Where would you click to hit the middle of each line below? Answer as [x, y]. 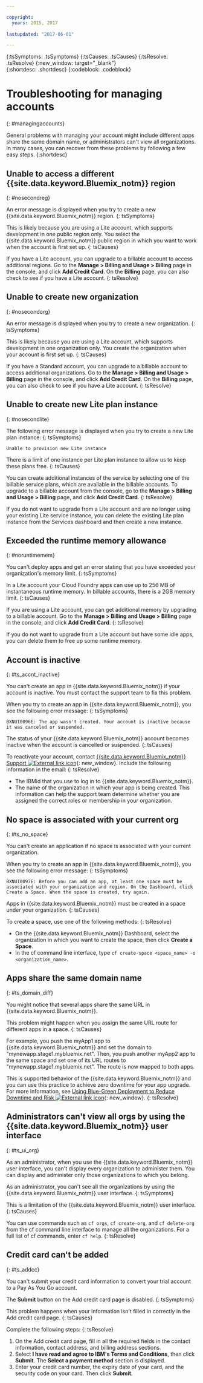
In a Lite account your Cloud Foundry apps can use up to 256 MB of [91, 585]
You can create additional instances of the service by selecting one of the [98, 478]
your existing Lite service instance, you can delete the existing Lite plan [95, 515]
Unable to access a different [60, 174]
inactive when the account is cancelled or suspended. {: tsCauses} [90, 745]
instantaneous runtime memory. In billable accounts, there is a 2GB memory [101, 592]
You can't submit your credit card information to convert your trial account [99, 1281]
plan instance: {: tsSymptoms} [44, 437]
